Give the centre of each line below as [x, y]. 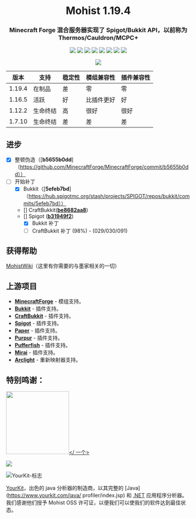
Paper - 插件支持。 [37, 331]
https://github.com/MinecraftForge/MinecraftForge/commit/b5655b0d [104, 167]
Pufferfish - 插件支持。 [43, 345]
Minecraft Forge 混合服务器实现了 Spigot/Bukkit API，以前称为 [98, 30]
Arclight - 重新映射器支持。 [48, 360]
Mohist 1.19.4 [98, 11]
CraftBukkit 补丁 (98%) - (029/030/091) [80, 231]
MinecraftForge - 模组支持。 [49, 302]
